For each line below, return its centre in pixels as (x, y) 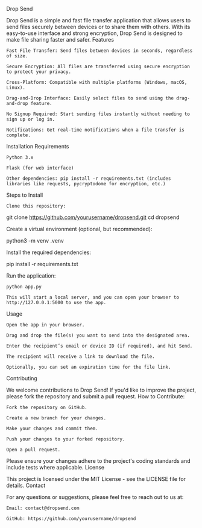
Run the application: (31, 276)
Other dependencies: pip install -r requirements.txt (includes (89, 179)
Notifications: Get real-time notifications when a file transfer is (96, 130)
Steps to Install (25, 195)
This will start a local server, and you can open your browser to (93, 297)
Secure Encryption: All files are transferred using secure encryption (98, 66)
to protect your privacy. (39, 72)
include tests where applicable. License (55, 467)
